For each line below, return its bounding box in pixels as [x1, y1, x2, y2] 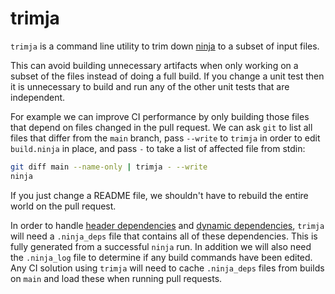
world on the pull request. [10, 200, 117, 212]
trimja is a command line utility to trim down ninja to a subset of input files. [10, 40, 320, 52]
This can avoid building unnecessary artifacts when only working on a [10, 59, 299, 71]
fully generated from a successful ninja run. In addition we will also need [10, 240, 312, 252]
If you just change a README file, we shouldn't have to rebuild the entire [10, 189, 309, 201]
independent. [10, 91, 66, 103]
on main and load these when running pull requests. [10, 272, 223, 284]
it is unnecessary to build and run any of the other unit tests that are [10, 80, 290, 92]
